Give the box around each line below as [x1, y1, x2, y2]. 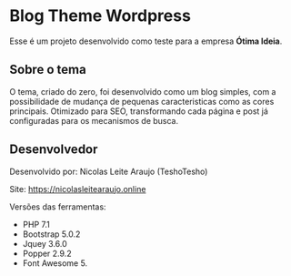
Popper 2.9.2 [22, 248, 72, 259]
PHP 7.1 [22, 219, 50, 230]
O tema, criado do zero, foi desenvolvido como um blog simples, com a [9, 86, 276, 97]
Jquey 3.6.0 [22, 238, 68, 249]
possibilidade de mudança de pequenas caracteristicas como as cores [9, 96, 275, 107]
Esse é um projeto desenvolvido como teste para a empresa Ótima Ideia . [9, 36, 283, 46]
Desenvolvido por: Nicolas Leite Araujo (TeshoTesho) [9, 166, 208, 177]
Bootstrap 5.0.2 [22, 229, 81, 240]
